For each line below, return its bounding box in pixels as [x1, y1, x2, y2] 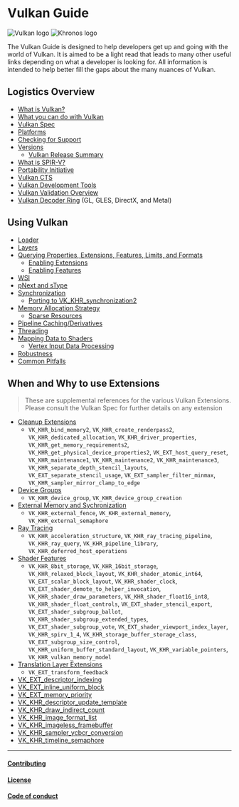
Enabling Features [28, 265, 82, 274]
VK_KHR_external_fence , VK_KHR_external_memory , [28, 509, 171, 517]
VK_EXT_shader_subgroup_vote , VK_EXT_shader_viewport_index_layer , [28, 622, 229, 631]
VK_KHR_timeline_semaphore [17, 736, 105, 745]
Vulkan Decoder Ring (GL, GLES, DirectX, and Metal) [17, 196, 172, 204]
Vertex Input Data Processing [28, 341, 115, 350]
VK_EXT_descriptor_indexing [17, 676, 102, 684]
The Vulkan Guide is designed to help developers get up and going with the [7, 42, 229, 51]
